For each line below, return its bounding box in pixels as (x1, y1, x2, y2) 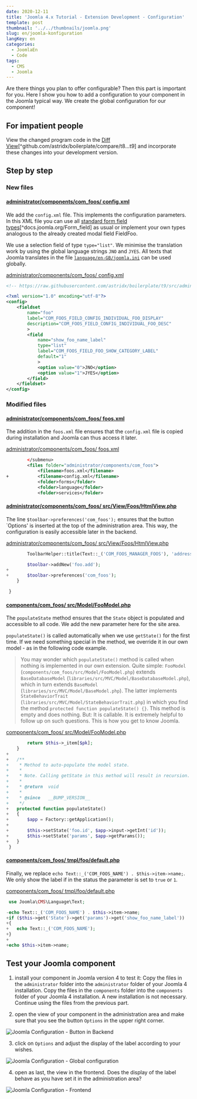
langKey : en (6, 36, 35, 42)
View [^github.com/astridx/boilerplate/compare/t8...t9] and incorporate (6, 142, 177, 150)
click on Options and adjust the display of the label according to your (14, 1040, 181, 1047)
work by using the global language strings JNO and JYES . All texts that (6, 248, 172, 255)
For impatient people (6, 121, 84, 131)
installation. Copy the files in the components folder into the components (14, 987, 183, 994)
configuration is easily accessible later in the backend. (6, 528, 138, 535)
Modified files (6, 401, 47, 409)
